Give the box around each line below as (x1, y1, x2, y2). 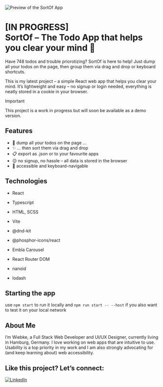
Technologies (5, 177, 48, 185)
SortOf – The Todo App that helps (5, 32, 143, 43)
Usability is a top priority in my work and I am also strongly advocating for (5, 345, 153, 350)
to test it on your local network (5, 307, 67, 313)
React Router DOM (12, 256, 50, 262)
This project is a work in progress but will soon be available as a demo (5, 107, 146, 113)
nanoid (12, 266, 26, 271)
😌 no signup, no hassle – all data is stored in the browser (12, 157, 128, 163)
